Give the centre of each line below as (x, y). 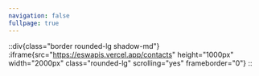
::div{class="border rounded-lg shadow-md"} (84, 46)
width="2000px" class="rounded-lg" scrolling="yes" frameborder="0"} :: (130, 63)
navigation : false (39, 16)
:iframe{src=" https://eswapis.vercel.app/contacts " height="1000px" (121, 54)
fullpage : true (34, 23)
